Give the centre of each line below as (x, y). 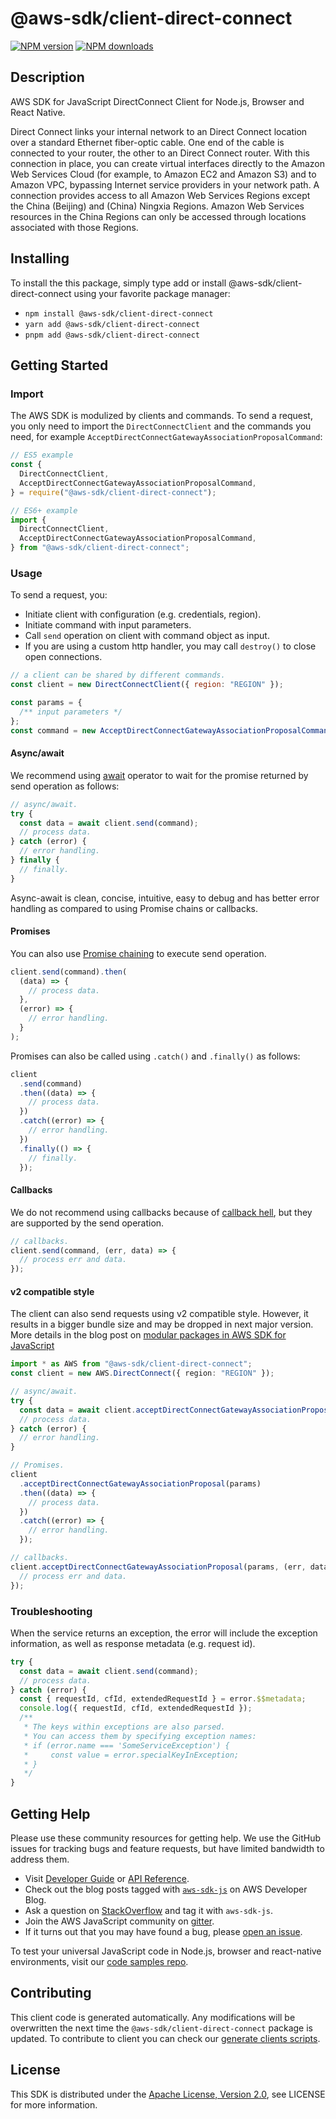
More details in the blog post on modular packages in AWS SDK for (148, 1335)
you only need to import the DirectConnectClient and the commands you (161, 426)
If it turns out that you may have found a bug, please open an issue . (163, 1931)
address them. (40, 1859)
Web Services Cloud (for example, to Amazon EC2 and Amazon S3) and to (163, 174)
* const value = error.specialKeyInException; (131, 1755)
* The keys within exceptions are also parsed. (124, 1727)
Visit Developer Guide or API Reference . (107, 1878)
